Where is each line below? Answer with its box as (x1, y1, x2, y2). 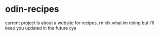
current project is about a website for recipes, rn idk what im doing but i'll (5, 20, 155, 26)
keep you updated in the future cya (5, 25, 77, 31)
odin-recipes (5, 3, 59, 15)
